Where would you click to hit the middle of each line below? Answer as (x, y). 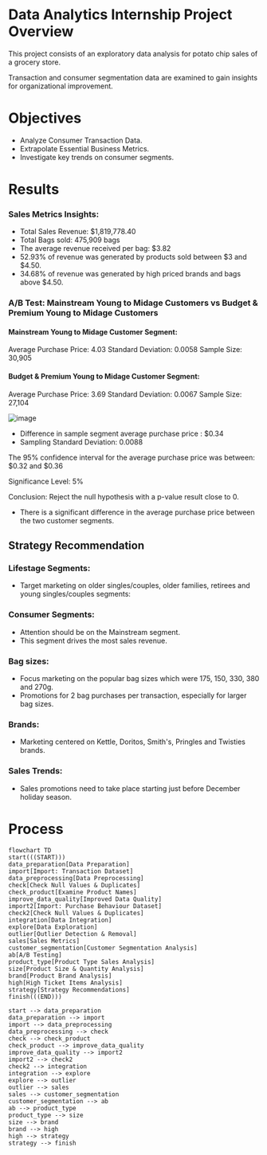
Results (34, 190)
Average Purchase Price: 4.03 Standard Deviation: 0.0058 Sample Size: (126, 350)
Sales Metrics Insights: (54, 214)
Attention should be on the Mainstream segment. (100, 632)
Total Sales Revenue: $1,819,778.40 (78, 232)
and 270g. (37, 687)
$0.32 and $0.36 (36, 466)
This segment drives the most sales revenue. (93, 640)
